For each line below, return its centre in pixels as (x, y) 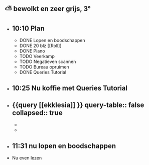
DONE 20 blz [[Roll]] (40, 46)
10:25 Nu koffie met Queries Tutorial (70, 88)
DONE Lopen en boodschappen (52, 40)
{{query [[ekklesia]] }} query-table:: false (78, 105)
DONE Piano (32, 51)
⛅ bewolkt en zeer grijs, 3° (48, 9)
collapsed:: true (37, 113)
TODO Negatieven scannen (48, 61)
